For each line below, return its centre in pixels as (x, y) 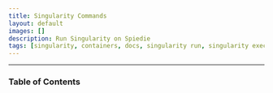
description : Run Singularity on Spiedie (80, 38)
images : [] (27, 31)
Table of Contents (45, 82)
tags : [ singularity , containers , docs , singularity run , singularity (129, 46)
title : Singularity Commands (58, 16)
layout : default (36, 23)
